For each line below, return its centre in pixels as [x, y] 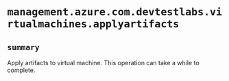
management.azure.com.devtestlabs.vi [115, 12]
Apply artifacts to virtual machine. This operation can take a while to [104, 63]
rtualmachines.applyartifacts [93, 24]
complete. [21, 70]
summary [23, 47]
